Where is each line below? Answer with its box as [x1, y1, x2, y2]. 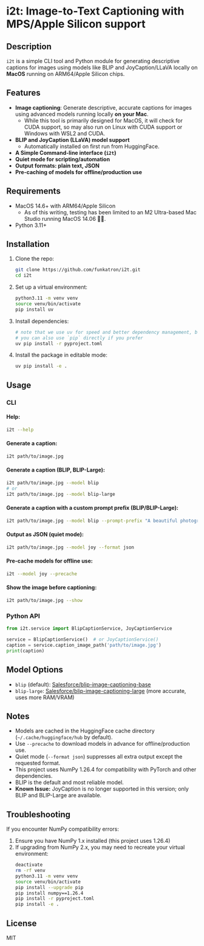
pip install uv [15, 306, 54, 313]
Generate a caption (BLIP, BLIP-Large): [6, 466, 105, 474]
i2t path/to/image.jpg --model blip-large [6, 491, 115, 497]
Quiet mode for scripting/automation [15, 155, 110, 163]
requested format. [15, 760, 61, 767]
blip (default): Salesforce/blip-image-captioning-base [15, 681, 151, 688]
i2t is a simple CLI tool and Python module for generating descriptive [6, 58, 180, 64]
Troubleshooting [6, 809, 71, 820]
